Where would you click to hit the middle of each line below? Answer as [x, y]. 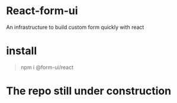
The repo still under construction [89, 91]
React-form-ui [42, 11]
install [22, 51]
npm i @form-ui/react [47, 67]
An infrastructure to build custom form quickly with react [75, 27]
